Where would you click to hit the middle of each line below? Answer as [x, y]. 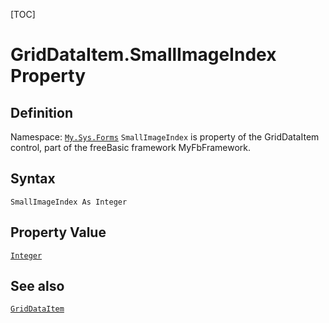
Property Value [58, 232]
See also [37, 286]
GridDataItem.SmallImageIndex [143, 55]
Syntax [33, 179]
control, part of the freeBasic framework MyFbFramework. [131, 147]
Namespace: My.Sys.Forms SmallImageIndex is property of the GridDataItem [165, 137]
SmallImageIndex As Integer [69, 202]
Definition [41, 112]
